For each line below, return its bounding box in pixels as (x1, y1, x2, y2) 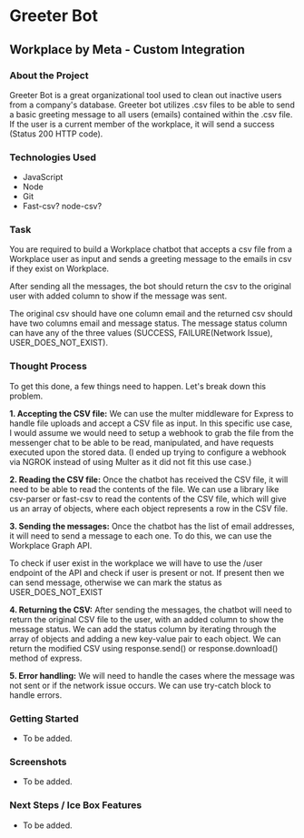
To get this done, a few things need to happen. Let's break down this (9, 380, 266, 391)
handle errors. (9, 689, 63, 701)
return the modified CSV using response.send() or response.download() (9, 642, 279, 653)
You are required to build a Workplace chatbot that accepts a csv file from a (9, 244, 293, 255)
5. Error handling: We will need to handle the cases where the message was (9, 670, 295, 681)
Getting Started (9, 712, 79, 724)
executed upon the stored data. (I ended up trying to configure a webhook (9, 447, 287, 458)
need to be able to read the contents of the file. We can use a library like (9, 483, 279, 494)
